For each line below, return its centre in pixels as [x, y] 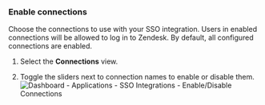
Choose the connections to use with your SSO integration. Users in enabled [133, 29]
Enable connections [48, 12]
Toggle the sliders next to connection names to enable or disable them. [137, 77]
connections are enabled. [50, 46]
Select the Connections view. [69, 61]
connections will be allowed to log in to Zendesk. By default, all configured [131, 37]
